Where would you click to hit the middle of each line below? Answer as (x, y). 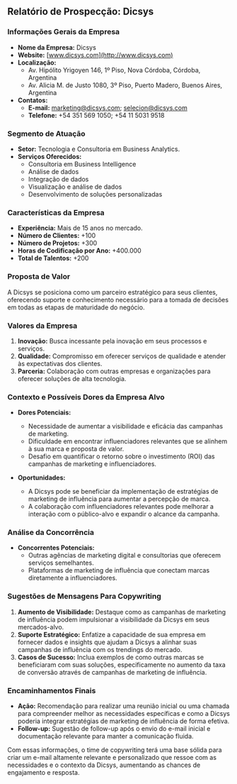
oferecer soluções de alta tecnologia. (72, 378)
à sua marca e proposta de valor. (76, 449)
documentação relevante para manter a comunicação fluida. (105, 736)
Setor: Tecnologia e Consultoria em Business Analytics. (99, 149)
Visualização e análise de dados (75, 187)
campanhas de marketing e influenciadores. (92, 464)
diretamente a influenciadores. (73, 578)
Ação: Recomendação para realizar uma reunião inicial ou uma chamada (123, 706)
